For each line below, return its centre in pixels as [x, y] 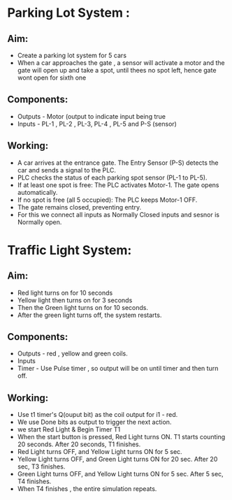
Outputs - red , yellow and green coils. [72, 353]
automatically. [37, 192]
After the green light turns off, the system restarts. [89, 315]
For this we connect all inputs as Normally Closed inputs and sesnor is [118, 214]
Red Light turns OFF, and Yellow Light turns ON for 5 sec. [100, 452]
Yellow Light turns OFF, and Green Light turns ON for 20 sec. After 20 [117, 459]
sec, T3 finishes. [41, 466]
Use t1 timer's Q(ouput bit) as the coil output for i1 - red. [97, 415]
